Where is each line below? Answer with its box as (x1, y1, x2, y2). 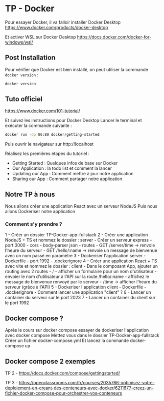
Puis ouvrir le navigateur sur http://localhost (5, 141, 94, 147)
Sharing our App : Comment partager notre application (12, 176, 122, 182)
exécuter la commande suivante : (5, 123, 72, 128)
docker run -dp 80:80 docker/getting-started (5, 132, 99, 137)
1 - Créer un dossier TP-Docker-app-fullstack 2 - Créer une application (5, 232, 148, 238)
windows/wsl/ (5, 39, 33, 45)
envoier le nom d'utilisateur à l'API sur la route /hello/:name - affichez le (5, 274, 149, 279)
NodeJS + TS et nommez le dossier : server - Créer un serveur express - (5, 237, 152, 243)
